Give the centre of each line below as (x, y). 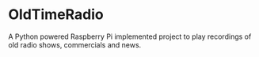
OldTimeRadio (56, 15)
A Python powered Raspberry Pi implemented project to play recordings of (130, 36)
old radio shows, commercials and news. (75, 44)
